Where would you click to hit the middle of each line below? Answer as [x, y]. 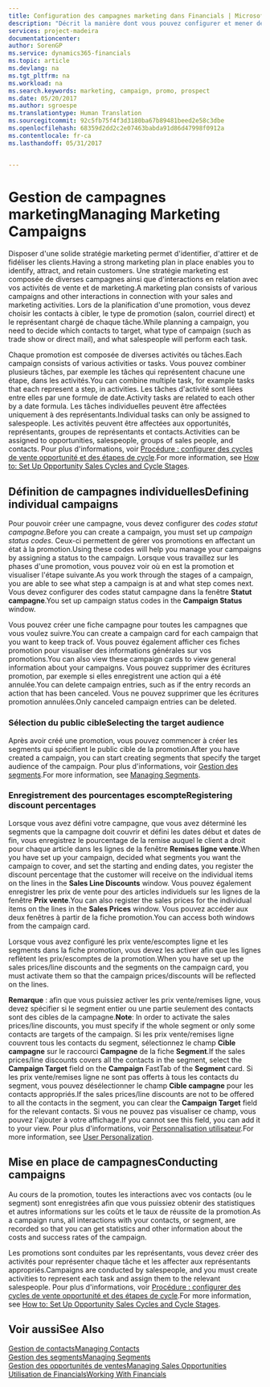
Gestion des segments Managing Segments [80, 1357]
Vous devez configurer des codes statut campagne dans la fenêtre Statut [130, 592]
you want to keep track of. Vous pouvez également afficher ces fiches [124, 642]
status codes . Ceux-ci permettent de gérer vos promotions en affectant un [132, 541]
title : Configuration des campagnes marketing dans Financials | [120, 16]
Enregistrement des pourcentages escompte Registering [121, 795]
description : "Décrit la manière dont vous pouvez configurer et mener [131, 23]
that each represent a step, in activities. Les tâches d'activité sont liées [126, 389]
